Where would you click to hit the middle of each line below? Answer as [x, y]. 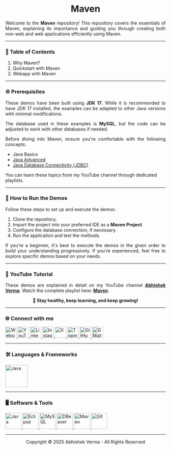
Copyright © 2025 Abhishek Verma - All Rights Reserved [85, 442]
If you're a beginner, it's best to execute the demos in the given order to [85, 245]
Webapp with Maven [34, 74]
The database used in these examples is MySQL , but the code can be [85, 123]
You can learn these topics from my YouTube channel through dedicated [81, 175]
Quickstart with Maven [36, 68]
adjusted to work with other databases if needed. [57, 129]
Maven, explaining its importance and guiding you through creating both [85, 28]
